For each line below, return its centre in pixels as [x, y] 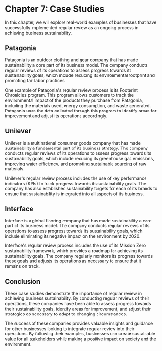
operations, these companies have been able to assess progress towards [78, 304]
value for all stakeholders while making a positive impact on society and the [81, 339]
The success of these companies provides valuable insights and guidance [79, 323]
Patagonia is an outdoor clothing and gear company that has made [72, 60]
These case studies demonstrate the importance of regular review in [73, 294]
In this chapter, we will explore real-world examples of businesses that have [81, 22]
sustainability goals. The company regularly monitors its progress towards [79, 256]
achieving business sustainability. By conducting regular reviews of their [77, 298]
